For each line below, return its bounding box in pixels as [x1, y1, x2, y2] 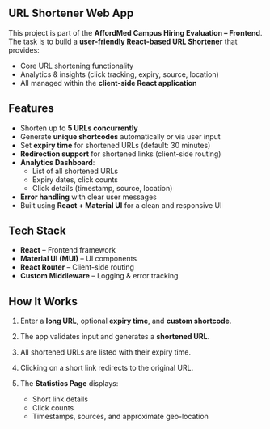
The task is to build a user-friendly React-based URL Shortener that [8, 36, 238, 46]
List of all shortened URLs [32, 166, 119, 176]
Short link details [32, 394, 89, 404]
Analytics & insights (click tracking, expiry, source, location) [19, 69, 220, 79]
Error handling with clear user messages [19, 192, 158, 202]
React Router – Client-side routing [19, 262, 135, 272]
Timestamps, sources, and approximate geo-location [32, 412, 209, 422]
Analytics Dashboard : [19, 157, 95, 167]
